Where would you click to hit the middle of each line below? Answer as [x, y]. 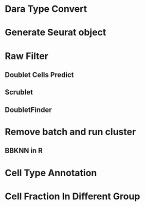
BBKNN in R [24, 151]
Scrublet [19, 92]
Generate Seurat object [56, 33]
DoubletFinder [28, 110]
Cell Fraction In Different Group [72, 196]
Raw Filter [27, 56]
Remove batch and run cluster [70, 132]
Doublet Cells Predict [39, 75]
